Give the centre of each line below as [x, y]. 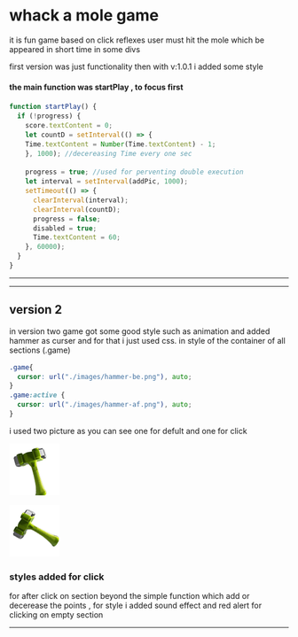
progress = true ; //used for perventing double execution [134, 172]
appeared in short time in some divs [74, 49]
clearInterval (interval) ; [80, 200]
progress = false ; [67, 219]
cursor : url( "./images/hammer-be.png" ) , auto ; [105, 377]
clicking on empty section [56, 615]
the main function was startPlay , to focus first [96, 87]
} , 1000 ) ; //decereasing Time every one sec [109, 153]
